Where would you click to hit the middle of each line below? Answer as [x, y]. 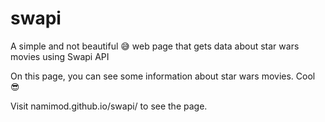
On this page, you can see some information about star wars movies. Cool [163, 76]
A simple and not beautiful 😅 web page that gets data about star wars [155, 46]
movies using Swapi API [60, 56]
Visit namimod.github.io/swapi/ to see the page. [109, 106]
